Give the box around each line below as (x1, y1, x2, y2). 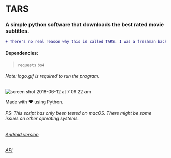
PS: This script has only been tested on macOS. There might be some (5, 110, 152, 116)
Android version (5, 131, 39, 137)
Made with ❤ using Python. (5, 99, 64, 105)
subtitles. (5, 27, 30, 35)
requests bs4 (17, 62, 45, 68)
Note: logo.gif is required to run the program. (5, 73, 100, 79)
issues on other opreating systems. (5, 115, 79, 122)
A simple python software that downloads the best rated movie (5, 21, 164, 28)
